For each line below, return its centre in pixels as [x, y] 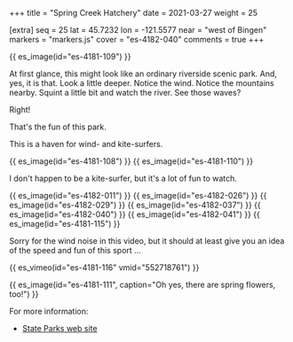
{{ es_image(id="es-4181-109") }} [70, 56]
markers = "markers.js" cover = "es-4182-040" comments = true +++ [137, 39]
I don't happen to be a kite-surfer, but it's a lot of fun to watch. [123, 178]
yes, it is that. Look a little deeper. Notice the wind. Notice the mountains [142, 83]
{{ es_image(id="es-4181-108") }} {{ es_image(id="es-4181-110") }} [131, 161]
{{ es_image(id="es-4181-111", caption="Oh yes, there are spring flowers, [143, 284]
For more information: [49, 311]
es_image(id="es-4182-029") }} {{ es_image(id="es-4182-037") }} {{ [135, 205]
